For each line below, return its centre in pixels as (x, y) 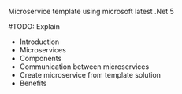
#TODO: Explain (34, 26)
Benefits (33, 83)
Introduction (39, 42)
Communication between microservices (84, 67)
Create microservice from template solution (90, 75)
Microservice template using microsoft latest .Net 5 (91, 11)
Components (41, 58)
